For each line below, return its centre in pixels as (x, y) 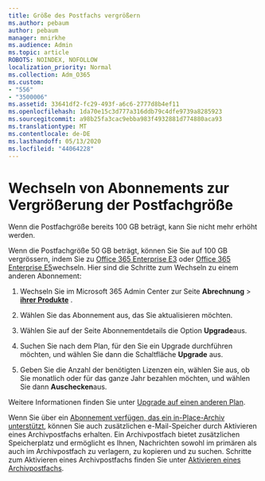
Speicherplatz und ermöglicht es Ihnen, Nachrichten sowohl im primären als (132, 443)
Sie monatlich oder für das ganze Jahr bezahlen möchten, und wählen (135, 378)
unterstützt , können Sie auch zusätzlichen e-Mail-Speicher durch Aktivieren (132, 426)
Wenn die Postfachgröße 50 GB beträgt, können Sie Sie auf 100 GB (118, 250)
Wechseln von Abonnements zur (119, 188)
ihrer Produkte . (46, 300)
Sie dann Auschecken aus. (63, 387)
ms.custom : (26, 82)
